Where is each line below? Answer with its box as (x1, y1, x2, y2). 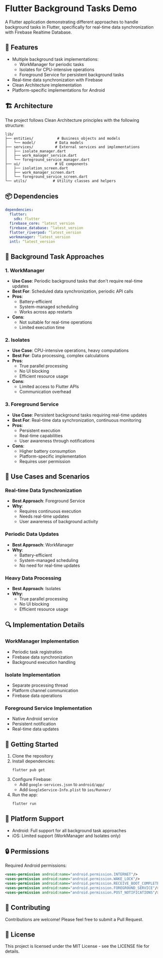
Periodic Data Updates (5, 531, 59, 538)
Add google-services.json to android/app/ (19, 781, 105, 787)
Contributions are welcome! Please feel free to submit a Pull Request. (5, 916, 144, 922)
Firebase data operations (12, 693, 62, 698)
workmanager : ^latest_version (9, 234, 70, 239)
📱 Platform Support (5, 815, 64, 823)
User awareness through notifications (19, 438, 95, 444)
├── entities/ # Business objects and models (5, 136, 120, 141)
